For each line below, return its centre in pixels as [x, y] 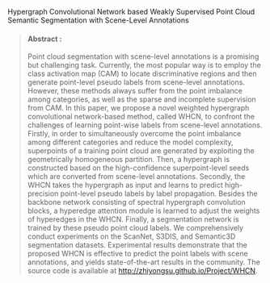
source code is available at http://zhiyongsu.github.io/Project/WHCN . [142, 271]
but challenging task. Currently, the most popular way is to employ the [144, 65]
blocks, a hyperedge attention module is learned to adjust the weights [143, 211]
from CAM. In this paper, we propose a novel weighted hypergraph [138, 108]
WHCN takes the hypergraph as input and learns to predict [125, 185]
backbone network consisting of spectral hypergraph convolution [136, 202]
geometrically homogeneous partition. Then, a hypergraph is [129, 160]
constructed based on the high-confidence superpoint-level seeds [138, 168]
